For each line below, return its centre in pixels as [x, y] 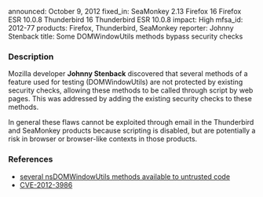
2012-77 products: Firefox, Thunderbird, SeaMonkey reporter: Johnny [121, 28]
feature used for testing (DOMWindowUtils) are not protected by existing [126, 82]
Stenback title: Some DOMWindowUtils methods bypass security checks [126, 36]
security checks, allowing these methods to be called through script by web [131, 90]
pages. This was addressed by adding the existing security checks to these [130, 99]
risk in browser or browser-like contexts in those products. [103, 139]
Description [31, 57]
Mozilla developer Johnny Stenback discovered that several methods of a [128, 74]
